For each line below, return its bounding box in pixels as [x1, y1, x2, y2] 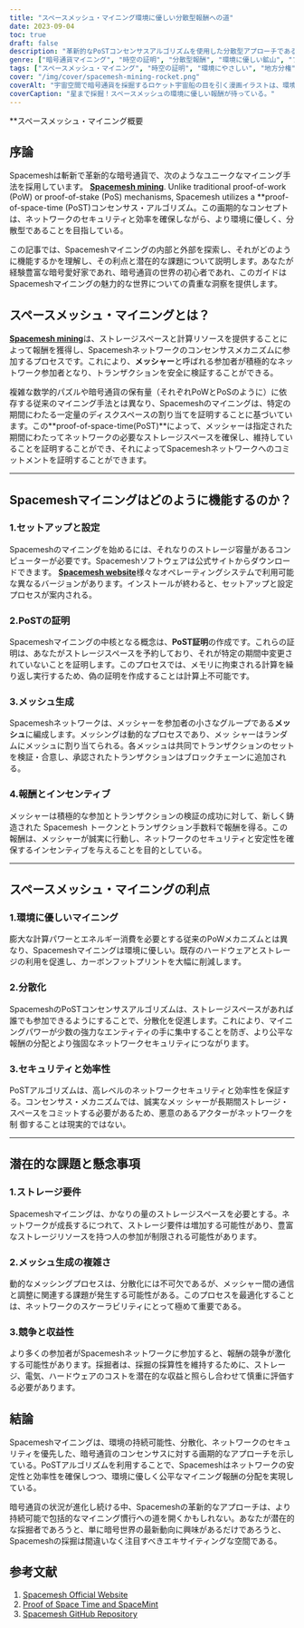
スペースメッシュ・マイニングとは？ [9, 307, 211, 323]
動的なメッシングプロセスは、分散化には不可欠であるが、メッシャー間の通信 [9, 1278, 295, 1289]
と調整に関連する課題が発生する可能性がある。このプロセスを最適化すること [9, 1289, 295, 1300]
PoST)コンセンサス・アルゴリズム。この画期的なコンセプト [67, 202, 290, 213]
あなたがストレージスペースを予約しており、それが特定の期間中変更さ [33, 648, 293, 658]
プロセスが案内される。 [9, 589, 97, 600]
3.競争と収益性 [9, 1325, 74, 1338]
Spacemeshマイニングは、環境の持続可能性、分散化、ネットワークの [9, 1437, 268, 1448]
